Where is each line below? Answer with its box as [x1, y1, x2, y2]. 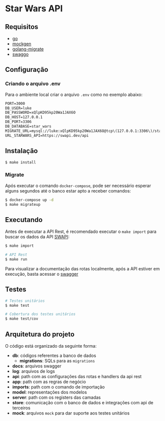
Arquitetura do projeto [5, 330, 75, 338]
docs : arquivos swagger [12, 363, 62, 369]
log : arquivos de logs [12, 368, 55, 374]
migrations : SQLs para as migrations [19, 357, 95, 363]
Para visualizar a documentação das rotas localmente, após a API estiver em [5, 265, 160, 271]
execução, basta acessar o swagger [5, 271, 79, 277]
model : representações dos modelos [12, 389, 87, 395]
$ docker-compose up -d [5, 197, 54, 202]
